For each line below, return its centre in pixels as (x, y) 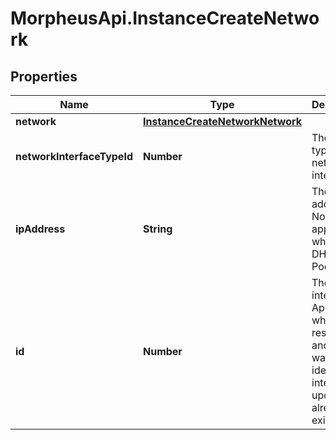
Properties (44, 76)
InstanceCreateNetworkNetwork (222, 121)
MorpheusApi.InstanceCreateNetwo (165, 18)
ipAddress (40, 229)
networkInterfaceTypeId (74, 156)
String (157, 229)
